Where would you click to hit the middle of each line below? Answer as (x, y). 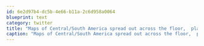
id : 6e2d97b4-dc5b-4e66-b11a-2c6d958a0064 (61, 12)
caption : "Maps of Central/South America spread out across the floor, (99, 34)
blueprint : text (27, 17)
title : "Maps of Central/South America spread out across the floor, (96, 28)
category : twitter (29, 23)
